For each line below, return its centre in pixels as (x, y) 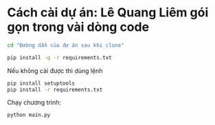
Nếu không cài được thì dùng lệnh (55, 70)
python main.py (29, 115)
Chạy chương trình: (34, 102)
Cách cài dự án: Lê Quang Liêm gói (108, 13)
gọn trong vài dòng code (78, 27)
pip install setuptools (41, 83)
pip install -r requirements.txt (55, 89)
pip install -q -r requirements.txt (59, 57)
